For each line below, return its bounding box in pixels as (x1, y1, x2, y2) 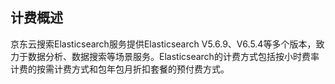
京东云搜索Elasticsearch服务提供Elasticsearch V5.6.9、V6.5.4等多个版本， (10, 38, 317, 50)
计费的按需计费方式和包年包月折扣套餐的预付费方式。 (10, 63, 230, 75)
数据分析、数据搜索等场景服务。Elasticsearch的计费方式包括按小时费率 (27, 50, 320, 62)
